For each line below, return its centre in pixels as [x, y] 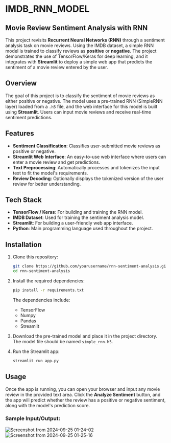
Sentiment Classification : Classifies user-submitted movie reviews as [87, 146]
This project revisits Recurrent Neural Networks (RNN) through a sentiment [85, 40]
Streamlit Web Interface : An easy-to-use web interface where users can [89, 157]
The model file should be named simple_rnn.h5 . [63, 341]
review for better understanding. [47, 184]
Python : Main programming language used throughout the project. [83, 229]
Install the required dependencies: [49, 281]
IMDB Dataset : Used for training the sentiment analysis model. [78, 217]
